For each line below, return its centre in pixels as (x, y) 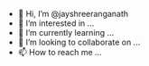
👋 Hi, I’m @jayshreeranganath (73, 14)
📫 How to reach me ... (60, 52)
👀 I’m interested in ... (56, 23)
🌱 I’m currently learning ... (66, 33)
